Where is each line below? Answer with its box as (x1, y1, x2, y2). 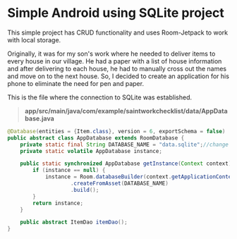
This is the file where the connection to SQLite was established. (7, 93, 193, 102)
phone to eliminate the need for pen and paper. (7, 79, 145, 87)
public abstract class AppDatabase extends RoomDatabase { (7, 134, 185, 142)
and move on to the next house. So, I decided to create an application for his (7, 72, 229, 80)
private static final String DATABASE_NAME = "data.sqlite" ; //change (20, 141, 229, 148)
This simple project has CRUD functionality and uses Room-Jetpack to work (7, 28, 228, 37)
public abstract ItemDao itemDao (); (20, 219, 128, 226)
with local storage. (7, 35, 61, 44)
